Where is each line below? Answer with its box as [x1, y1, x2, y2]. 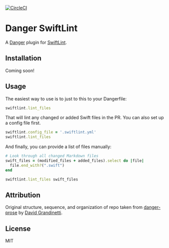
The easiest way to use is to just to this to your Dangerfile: [5, 95, 127, 101]
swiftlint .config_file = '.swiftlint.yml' [5, 130, 96, 135]
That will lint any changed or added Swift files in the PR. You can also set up [5, 115, 164, 121]
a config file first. [5, 120, 41, 126]
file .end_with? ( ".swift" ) [10, 163, 65, 168]
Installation [5, 54, 42, 63]
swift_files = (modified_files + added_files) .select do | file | [5, 158, 144, 163]
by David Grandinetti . [18, 209, 62, 216]
